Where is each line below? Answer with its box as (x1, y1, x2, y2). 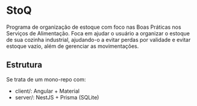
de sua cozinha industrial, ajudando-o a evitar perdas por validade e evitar (6, 36, 191, 43)
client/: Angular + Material (14, 87, 80, 95)
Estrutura (6, 60, 43, 70)
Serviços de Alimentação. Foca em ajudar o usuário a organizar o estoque (6, 29, 190, 37)
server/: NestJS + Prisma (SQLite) (14, 93, 99, 101)
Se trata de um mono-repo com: (6, 75, 86, 83)
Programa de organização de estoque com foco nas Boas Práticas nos (6, 23, 182, 31)
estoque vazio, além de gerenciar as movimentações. (6, 43, 139, 50)
